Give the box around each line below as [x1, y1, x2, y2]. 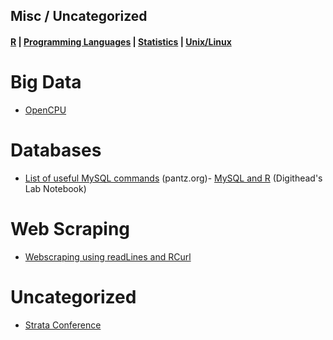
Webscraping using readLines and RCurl [24, 250, 192, 263]
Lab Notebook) [24, 182, 87, 194]
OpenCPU [24, 104, 67, 116]
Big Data [10, 71, 82, 94]
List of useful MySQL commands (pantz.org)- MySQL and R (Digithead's [24, 172, 323, 184]
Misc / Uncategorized [10, 8, 148, 25]
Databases [10, 139, 102, 162]
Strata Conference [24, 319, 102, 331]
